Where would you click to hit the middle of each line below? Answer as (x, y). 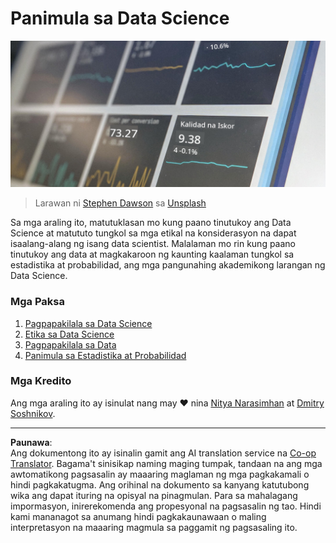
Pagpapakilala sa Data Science (88, 323)
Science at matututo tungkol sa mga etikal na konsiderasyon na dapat (153, 233)
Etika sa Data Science (69, 334)
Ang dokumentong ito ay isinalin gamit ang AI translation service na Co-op (163, 453)
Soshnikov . (33, 413)
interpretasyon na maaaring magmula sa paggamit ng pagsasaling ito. (154, 527)
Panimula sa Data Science (120, 18)
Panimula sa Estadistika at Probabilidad (105, 355)
